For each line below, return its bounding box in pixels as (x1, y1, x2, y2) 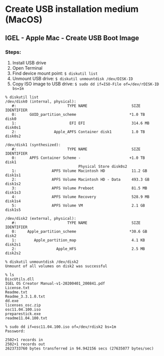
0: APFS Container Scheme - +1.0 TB (11, 155, 145, 160)
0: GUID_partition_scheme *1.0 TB (11, 112, 145, 117)
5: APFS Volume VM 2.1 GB (11, 203, 145, 208)
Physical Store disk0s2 (78, 164, 127, 169)
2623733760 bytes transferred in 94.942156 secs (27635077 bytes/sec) (5, 346, 154, 351)
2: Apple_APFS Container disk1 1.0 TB (11, 129, 145, 134)
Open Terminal (12, 65, 43, 71)
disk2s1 (5, 242, 21, 247)
